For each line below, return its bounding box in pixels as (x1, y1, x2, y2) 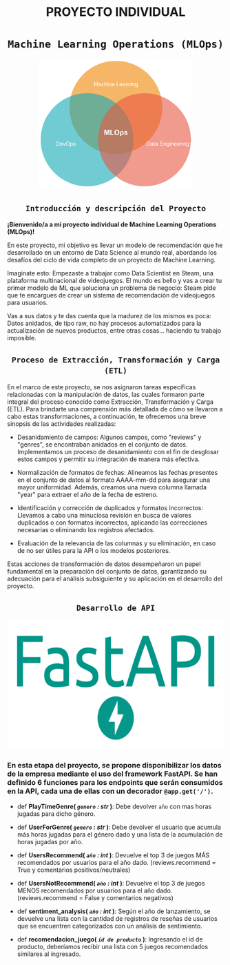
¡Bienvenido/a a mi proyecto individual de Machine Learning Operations (7, 220, 217, 228)
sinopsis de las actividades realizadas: (7, 419, 116, 428)
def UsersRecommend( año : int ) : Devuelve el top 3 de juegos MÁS (17, 850, 210, 859)
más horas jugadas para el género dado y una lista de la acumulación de (17, 830, 223, 839)
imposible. (7, 333, 36, 342)
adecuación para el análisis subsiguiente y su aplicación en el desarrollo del (7, 574, 222, 583)
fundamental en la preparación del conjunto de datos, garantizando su (7, 567, 207, 575)
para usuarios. (7, 298, 48, 306)
